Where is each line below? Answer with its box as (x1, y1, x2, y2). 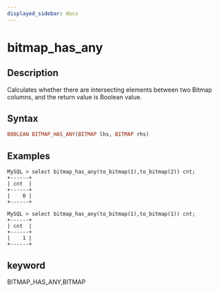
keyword (7, 259, 46, 271)
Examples (7, 150, 50, 162)
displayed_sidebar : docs (7, 10, 79, 17)
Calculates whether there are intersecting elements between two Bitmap (7, 85, 212, 94)
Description (7, 67, 59, 79)
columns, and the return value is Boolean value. (7, 92, 143, 101)
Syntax (7, 113, 39, 125)
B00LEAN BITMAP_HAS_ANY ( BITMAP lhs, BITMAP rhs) (7, 131, 149, 138)
